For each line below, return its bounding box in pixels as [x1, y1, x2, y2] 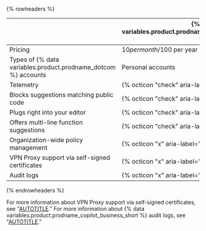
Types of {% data [9, 55, 59, 64]
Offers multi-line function [9, 118, 83, 126]
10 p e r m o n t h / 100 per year [121, 45, 198, 54]
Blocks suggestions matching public [9, 91, 113, 99]
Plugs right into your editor [9, 108, 86, 116]
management [9, 143, 48, 152]
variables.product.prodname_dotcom [9, 63, 116, 71]
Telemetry [9, 81, 39, 89]
